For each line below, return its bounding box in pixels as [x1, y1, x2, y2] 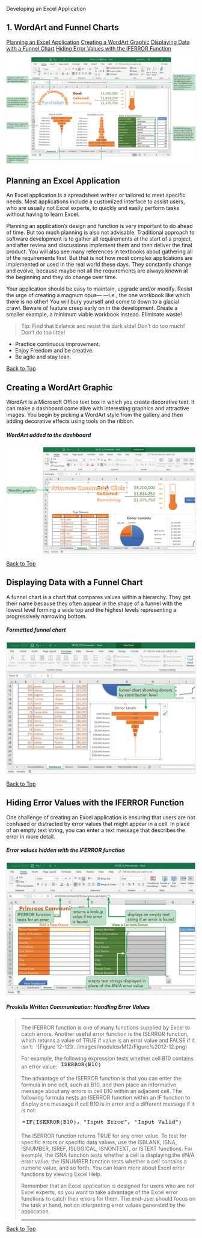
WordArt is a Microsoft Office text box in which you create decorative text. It [6, 398, 195, 405]
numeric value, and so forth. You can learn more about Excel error [20, 1164, 185, 1172]
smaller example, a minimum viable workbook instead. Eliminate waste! [6, 311, 182, 318]
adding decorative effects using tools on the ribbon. [6, 417, 135, 425]
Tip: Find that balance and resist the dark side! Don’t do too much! [20, 322, 185, 330]
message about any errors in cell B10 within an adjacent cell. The [20, 1088, 182, 1095]
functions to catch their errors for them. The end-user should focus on [20, 1195, 196, 1203]
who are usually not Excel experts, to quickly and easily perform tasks [6, 205, 180, 212]
